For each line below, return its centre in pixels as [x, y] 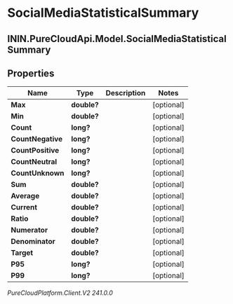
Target [22, 253]
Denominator [33, 242]
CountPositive [35, 151]
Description [126, 93]
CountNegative [37, 139]
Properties [31, 73]
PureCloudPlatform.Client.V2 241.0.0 [60, 293]
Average [25, 196]
